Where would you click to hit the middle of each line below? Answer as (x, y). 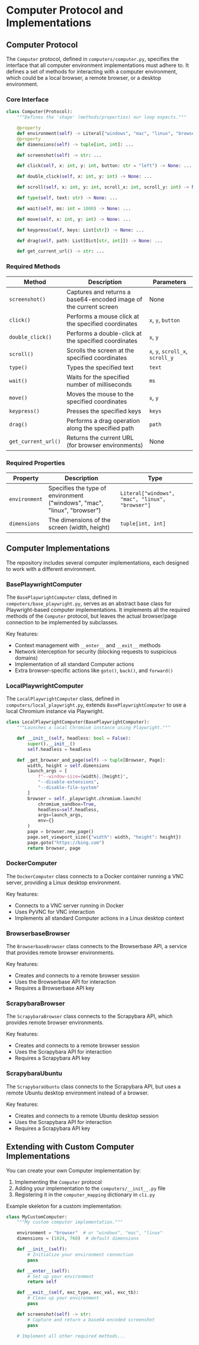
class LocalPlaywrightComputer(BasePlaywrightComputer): (78, 722)
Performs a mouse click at (103, 316)
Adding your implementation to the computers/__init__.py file (90, 1188)
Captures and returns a (99, 292)
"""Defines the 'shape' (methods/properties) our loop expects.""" (102, 117)
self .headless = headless (60, 749)
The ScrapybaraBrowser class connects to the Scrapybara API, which (89, 1016)
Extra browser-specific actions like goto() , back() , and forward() (94, 670)
